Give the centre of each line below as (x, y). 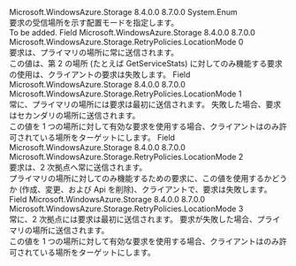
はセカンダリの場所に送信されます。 (75, 115)
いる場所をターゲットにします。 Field (107, 137)
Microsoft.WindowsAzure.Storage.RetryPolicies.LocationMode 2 (126, 157)
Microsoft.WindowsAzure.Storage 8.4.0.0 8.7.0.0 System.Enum (124, 12)
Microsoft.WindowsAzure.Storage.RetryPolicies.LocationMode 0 (126, 42)
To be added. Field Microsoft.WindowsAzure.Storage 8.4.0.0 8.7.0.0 (133, 32)
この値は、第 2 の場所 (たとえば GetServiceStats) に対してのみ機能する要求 (146, 63)
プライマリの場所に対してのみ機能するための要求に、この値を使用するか (140, 178)
